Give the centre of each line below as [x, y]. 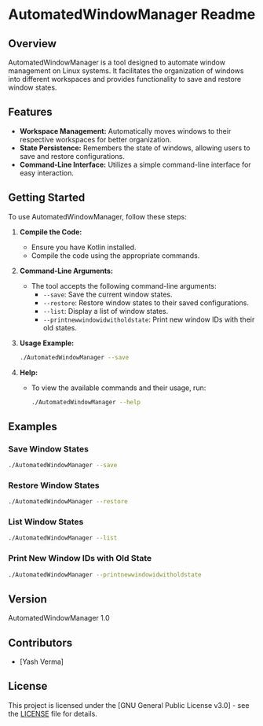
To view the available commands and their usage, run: [119, 388]
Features [30, 112]
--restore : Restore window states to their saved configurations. [146, 302]
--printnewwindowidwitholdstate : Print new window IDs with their [149, 319]
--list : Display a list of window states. [106, 311]
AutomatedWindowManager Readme [132, 15]
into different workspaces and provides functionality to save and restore [125, 79]
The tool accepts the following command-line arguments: [124, 286]
